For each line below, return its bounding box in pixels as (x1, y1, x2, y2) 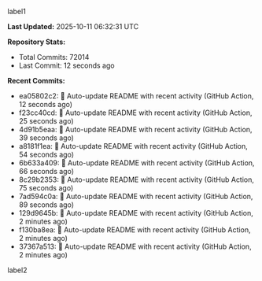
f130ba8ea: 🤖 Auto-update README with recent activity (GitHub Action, (18, 225, 251, 235)
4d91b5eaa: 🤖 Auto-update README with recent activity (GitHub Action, (18, 125, 253, 134)
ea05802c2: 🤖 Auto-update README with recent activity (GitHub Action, (18, 91, 254, 101)
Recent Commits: (7, 76, 65, 85)
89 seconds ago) (18, 200, 74, 209)
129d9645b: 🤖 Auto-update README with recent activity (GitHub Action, (18, 209, 253, 217)
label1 (7, 7, 27, 16)
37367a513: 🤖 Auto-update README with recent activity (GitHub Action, (18, 242, 253, 251)
